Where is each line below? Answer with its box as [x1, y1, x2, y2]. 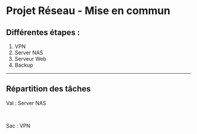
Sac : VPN [6, 122, 30, 129]
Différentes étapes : [6, 28, 80, 37]
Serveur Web [14, 56, 47, 62]
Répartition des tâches [6, 84, 91, 94]
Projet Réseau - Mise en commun [6, 4, 171, 18]
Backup [14, 61, 33, 68]
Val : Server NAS [6, 99, 46, 106]
